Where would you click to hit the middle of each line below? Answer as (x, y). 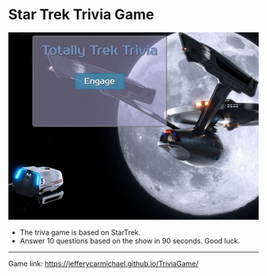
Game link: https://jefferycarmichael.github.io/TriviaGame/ (103, 263)
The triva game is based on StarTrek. (80, 232)
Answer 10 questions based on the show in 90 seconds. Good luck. (130, 240)
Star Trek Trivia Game (81, 15)
